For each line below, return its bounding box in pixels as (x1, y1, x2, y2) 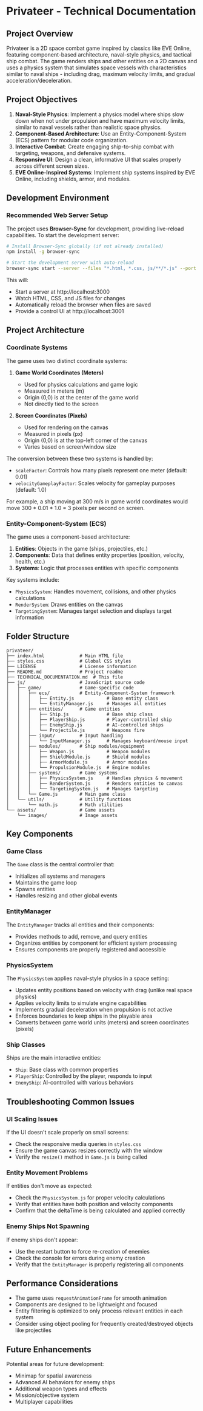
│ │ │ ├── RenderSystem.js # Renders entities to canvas (6, 780, 183, 787)
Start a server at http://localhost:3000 (15, 288, 110, 295)
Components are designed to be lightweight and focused (15, 1301, 158, 1308)
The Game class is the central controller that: (6, 861, 115, 868)
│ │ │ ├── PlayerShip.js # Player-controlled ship (6, 716, 172, 723)
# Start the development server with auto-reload (6, 260, 135, 266)
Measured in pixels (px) (24, 430, 83, 437)
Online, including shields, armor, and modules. (15, 175, 131, 182)
